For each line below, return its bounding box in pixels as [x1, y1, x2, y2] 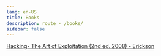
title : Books [6, 15, 40, 21]
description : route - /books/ [6, 20, 84, 26]
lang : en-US [6, 9, 37, 15]
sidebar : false [6, 26, 45, 32]
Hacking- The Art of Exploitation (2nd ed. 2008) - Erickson [6, 43, 155, 50]
